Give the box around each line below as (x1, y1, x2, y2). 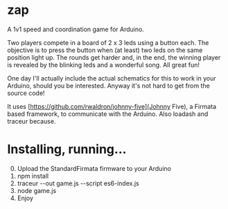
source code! (7, 89, 45, 97)
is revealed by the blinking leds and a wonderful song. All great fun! (7, 60, 200, 69)
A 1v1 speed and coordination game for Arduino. (7, 25, 144, 33)
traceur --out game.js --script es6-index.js (17, 179, 140, 187)
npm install (17, 172, 49, 180)
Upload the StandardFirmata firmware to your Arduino (17, 164, 172, 172)
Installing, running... (7, 142, 127, 158)
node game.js (17, 186, 57, 194)
